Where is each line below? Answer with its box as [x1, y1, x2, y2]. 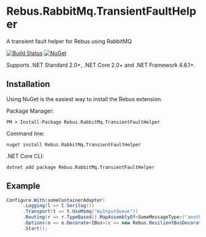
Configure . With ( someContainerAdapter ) [6, 197, 105, 203]
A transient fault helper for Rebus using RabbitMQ [6, 37, 132, 45]
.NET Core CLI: [6, 152, 44, 160]
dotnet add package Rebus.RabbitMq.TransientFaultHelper [6, 164, 155, 170]
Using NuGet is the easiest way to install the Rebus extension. [6, 95, 162, 102]
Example [6, 181, 40, 191]
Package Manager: [6, 107, 54, 115]
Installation [6, 79, 50, 89]
